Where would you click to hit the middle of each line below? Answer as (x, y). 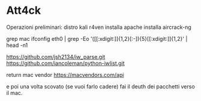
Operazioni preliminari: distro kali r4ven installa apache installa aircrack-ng (99, 27)
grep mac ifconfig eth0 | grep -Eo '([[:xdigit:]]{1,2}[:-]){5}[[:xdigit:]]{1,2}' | (97, 38)
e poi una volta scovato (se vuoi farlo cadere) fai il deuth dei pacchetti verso (101, 86)
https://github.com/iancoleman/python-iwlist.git (66, 63)
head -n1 (17, 45)
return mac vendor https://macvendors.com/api (65, 75)
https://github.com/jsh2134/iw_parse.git (56, 57)
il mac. (14, 93)
